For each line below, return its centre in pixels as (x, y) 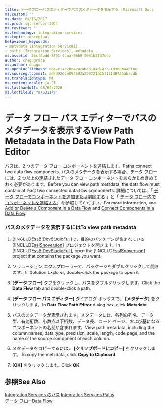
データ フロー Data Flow (29, 401)
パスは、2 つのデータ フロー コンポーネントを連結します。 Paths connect (79, 166)
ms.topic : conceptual (27, 37)
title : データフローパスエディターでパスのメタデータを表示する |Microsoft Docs (80, 10)
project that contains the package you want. (57, 256)
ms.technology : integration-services (44, 33)
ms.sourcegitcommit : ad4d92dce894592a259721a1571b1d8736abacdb (71, 74)
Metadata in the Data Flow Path (70, 141)
